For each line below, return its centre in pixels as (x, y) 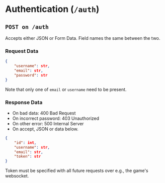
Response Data (24, 102)
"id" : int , (25, 143)
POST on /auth (27, 27)
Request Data (22, 51)
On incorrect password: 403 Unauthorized (56, 118)
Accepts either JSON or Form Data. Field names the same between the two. (83, 38)
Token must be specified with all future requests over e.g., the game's (77, 171)
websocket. (17, 176)
